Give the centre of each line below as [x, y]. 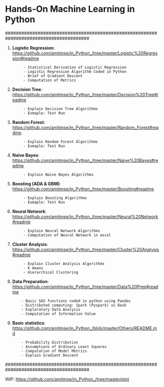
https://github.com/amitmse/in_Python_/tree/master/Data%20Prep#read [85, 287]
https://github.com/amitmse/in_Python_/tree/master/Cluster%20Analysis [85, 249]
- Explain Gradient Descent [50, 355]
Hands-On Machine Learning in [70, 9]
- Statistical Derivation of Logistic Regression [75, 67]
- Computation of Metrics [50, 80]
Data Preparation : [30, 281]
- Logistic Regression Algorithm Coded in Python [75, 72]
